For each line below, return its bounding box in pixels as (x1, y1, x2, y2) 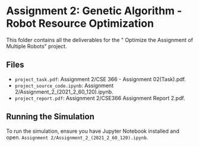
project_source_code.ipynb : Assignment (14, 82, 114, 89)
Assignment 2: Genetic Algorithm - (6, 4, 182, 18)
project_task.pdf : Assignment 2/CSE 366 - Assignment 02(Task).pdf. (14, 75, 186, 82)
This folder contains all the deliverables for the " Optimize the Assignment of (6, 36, 193, 43)
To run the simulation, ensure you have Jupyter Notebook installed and (6, 127, 179, 135)
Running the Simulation (6, 111, 95, 122)
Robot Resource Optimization (6, 17, 154, 30)
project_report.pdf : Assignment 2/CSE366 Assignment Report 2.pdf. (14, 94, 185, 101)
